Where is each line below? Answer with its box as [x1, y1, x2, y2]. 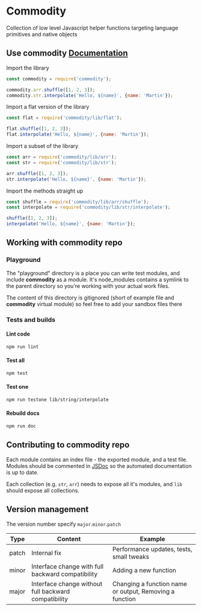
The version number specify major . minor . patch [6, 520, 121, 528]
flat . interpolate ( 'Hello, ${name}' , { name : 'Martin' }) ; [6, 132, 149, 138]
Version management [6, 504, 89, 514]
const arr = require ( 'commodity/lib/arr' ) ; [6, 154, 117, 160]
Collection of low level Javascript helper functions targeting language [6, 24, 179, 31]
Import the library [6, 64, 49, 71]
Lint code [6, 330, 30, 337]
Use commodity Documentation [6, 48, 128, 59]
